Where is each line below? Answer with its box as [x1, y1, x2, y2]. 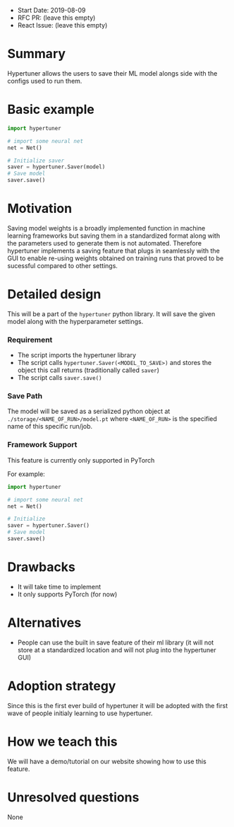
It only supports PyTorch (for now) [17, 590, 118, 598]
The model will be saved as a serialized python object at [7, 407, 171, 416]
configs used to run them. [7, 76, 82, 85]
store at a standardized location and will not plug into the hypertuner [17, 645, 216, 654]
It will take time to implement [17, 582, 101, 591]
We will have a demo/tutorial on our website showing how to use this [7, 757, 207, 765]
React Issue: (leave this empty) [17, 21, 108, 29]
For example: [7, 470, 46, 478]
